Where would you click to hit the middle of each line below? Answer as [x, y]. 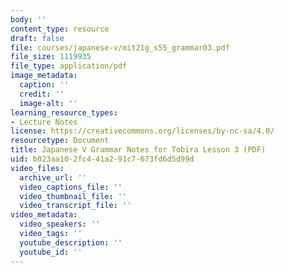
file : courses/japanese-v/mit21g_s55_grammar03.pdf [120, 47]
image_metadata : [44, 76]
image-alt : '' [48, 103]
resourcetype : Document [60, 141]
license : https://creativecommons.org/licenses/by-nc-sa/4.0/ [142, 131]
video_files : [37, 168]
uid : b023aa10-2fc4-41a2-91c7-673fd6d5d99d [102, 159]
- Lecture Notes [44, 122]
